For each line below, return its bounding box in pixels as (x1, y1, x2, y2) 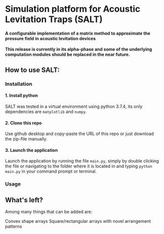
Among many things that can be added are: (5, 209, 93, 215)
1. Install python (5, 93, 38, 98)
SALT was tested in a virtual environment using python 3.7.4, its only (5, 103, 143, 109)
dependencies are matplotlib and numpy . (5, 109, 87, 115)
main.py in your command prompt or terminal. (5, 168, 97, 174)
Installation (5, 80, 33, 87)
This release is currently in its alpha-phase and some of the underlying (5, 47, 152, 52)
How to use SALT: (5, 66, 60, 74)
